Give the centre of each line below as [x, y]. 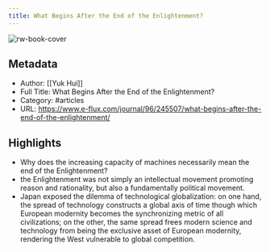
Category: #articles [52, 101]
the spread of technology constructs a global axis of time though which [139, 205]
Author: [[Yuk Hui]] [51, 83]
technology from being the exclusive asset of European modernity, [131, 231]
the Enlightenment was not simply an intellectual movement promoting [137, 180]
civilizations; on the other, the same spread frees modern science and [136, 222]
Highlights [35, 143]
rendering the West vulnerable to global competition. [107, 239]
